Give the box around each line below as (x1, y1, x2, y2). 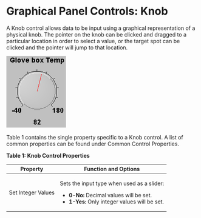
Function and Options (84, 166, 140, 173)
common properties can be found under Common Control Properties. (6, 140, 179, 147)
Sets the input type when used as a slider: (60, 180, 165, 187)
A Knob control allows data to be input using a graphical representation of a (6, 24, 196, 32)
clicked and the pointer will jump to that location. (6, 44, 128, 51)
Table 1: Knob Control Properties (6, 152, 90, 159)
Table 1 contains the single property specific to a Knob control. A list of (6, 133, 183, 141)
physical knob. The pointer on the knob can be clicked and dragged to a (6, 30, 187, 38)
